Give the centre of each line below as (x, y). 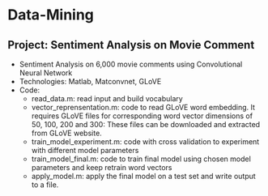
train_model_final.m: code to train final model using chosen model (141, 159)
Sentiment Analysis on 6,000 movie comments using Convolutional (131, 64)
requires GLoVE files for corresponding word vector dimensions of (142, 116)
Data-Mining (51, 15)
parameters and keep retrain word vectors (102, 167)
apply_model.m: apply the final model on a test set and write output (143, 176)
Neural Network (46, 73)
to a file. (45, 185)
